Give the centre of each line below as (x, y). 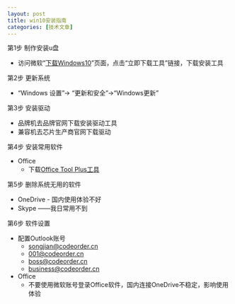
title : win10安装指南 (37, 21)
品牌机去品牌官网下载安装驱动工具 (67, 123)
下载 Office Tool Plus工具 (64, 170)
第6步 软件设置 (29, 223)
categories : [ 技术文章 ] (40, 27)
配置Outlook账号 (41, 238)
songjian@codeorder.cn (63, 246)
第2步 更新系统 (29, 78)
